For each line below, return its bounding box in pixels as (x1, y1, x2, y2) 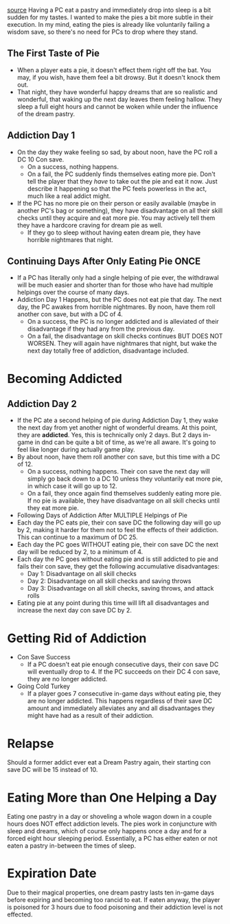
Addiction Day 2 (7, 398, 77, 410)
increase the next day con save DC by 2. (16, 606, 132, 615)
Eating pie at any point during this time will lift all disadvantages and (16, 599, 209, 607)
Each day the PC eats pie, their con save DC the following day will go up (16, 518, 221, 527)
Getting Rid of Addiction (7, 630, 147, 646)
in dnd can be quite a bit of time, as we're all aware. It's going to (34, 438, 216, 446)
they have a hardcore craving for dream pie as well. (16, 221, 163, 229)
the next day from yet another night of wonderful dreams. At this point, (16, 423, 218, 432)
